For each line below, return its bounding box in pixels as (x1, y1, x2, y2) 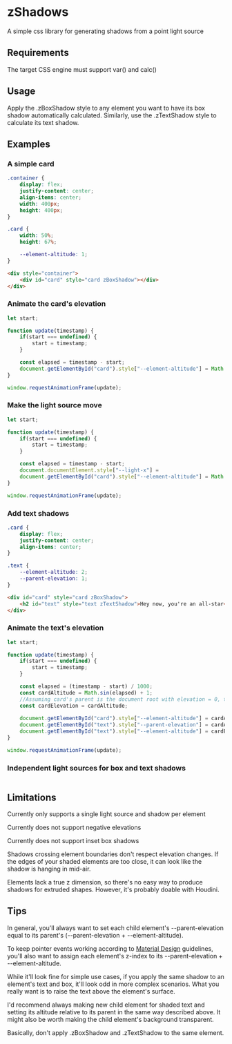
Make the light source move (7, 400, 102, 410)
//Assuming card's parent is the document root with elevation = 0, (19, 695, 221, 703)
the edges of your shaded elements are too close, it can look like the (7, 857, 202, 865)
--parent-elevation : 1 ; (19, 575, 88, 582)
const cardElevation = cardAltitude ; (19, 702, 128, 709)
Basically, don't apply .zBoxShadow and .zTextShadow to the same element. (7, 1028, 224, 1036)
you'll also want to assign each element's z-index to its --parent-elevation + (7, 951, 223, 960)
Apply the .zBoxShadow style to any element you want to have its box (7, 104, 206, 112)
